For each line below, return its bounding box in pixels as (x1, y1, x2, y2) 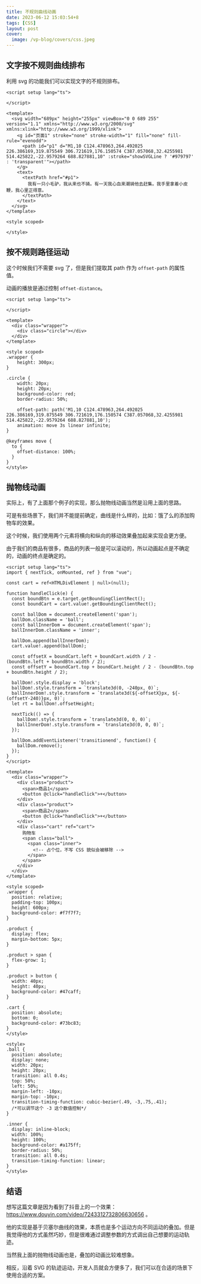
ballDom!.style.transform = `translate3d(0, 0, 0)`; (17, 716, 151, 723)
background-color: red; (17, 391, 77, 397)
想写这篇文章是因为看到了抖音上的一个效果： (6, 1204, 117, 1211)
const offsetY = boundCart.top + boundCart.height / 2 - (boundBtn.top (11, 664, 194, 670)
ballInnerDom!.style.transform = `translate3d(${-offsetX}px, (11, 691, 170, 697)
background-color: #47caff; (11, 989, 82, 995)
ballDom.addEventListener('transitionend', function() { (11, 737, 157, 744)
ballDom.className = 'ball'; (11, 617, 84, 623)
